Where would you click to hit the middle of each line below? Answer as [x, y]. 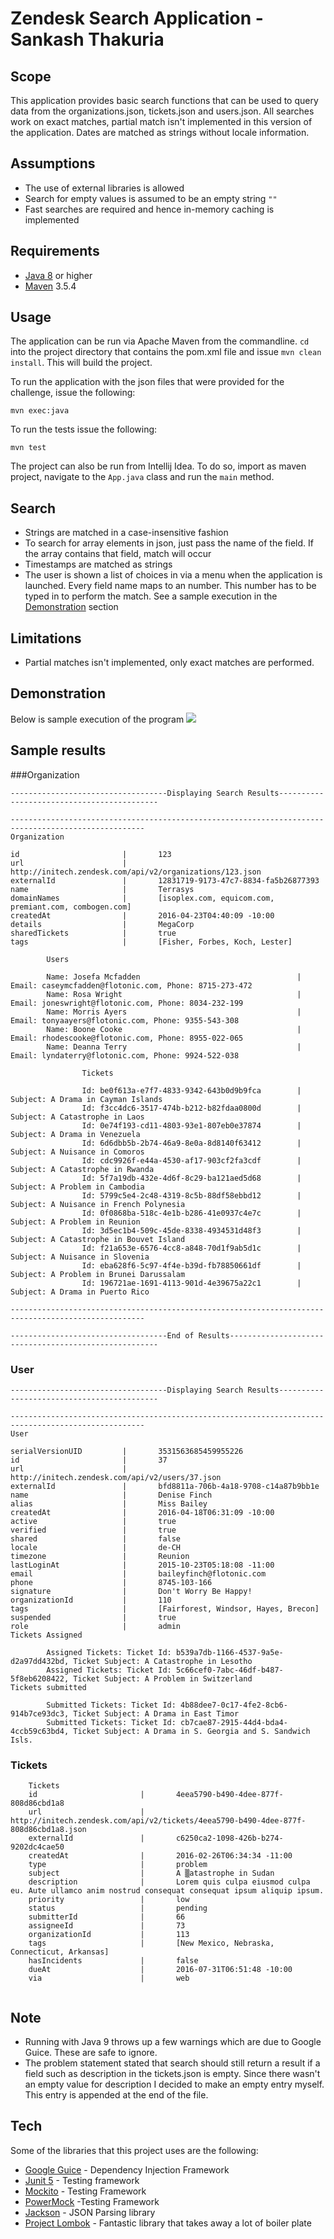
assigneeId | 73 [107, 1926]
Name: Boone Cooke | [174, 1029]
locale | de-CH [96, 1547]
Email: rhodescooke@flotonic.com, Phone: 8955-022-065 [127, 1038]
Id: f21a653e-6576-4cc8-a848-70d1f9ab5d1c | [191, 1248]
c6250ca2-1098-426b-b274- [229, 1838]
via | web [109, 1978]
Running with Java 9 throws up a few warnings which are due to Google [173, 2042]
